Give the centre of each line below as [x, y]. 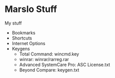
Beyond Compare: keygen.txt [49, 70]
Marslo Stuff [31, 9]
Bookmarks [24, 32]
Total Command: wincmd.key [49, 54]
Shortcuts [22, 38]
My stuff [13, 23]
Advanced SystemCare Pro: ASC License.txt [65, 64]
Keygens [21, 48]
